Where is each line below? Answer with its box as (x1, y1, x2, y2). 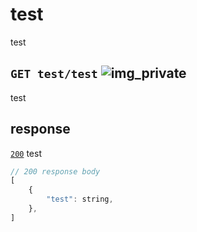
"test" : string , (46, 194, 114, 205)
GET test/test (10, 67, 98, 82)
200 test (10, 147, 42, 159)
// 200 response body (10, 166, 101, 177)
